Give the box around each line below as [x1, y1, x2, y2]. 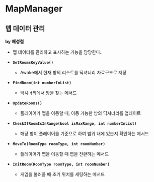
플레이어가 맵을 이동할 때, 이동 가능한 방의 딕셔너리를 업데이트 [20, 110, 141, 116]
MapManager [5, 3, 63, 15]
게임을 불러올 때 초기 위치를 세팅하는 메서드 [20, 171, 105, 177]
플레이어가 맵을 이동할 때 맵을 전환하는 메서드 [20, 151, 109, 157]
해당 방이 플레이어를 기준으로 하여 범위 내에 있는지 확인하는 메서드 [20, 131, 149, 136]
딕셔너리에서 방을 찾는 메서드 [20, 90, 77, 96]
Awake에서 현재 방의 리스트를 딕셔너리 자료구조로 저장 [20, 70, 127, 75]
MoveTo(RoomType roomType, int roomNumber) [12, 141, 106, 146]
